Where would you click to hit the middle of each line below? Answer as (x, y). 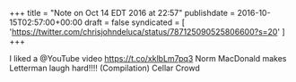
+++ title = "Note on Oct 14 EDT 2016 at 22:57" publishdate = (122, 13)
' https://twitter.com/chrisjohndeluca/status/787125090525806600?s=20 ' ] (147, 32)
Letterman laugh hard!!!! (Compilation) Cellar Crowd (104, 68)
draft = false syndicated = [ (135, 22)
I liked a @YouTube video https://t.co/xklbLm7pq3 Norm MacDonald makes (148, 58)
